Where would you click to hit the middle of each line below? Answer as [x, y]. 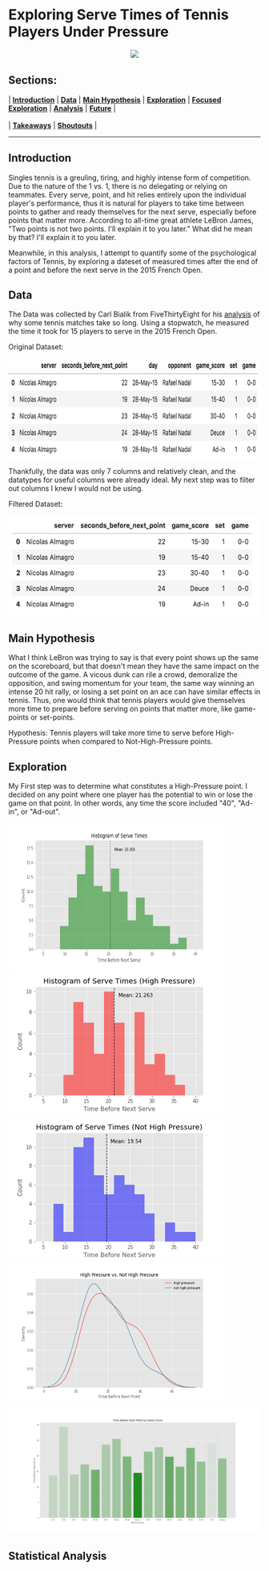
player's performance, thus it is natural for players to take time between [126, 203]
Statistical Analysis [58, 1556]
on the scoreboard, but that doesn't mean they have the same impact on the [134, 666]
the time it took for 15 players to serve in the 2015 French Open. [113, 332]
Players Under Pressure [89, 32]
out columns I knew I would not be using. [76, 488]
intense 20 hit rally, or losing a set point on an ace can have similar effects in [134, 692]
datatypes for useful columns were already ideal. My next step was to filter [132, 480]
